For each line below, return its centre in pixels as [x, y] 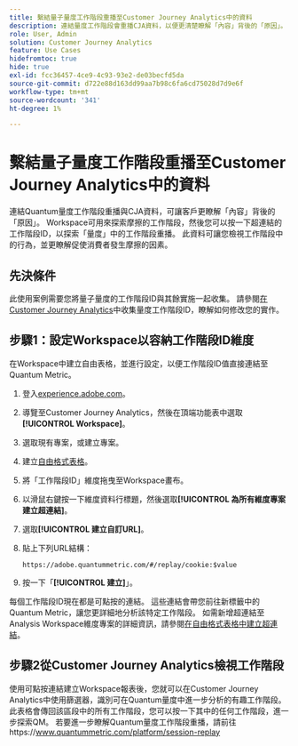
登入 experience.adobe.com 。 [76, 393]
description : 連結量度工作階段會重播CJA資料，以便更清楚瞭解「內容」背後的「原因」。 [148, 26]
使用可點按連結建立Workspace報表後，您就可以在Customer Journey [134, 688]
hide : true [29, 68]
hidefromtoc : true [43, 59]
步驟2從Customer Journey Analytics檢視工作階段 [147, 666]
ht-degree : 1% [35, 108]
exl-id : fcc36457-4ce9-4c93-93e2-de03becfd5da [97, 76]
